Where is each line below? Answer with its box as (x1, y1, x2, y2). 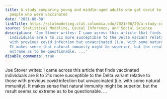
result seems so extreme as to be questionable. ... (5, 88, 107, 95)
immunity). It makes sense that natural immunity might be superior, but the (5, 83, 158, 89)
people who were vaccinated (9, 12, 68, 17)
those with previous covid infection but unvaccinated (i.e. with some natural (5, 78, 161, 84)
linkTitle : (5, 21, 28, 26)
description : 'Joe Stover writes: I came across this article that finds (5, 30, 162, 35)
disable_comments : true (5, 53, 55, 59)
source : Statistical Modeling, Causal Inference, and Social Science (5, 26, 153, 31)
